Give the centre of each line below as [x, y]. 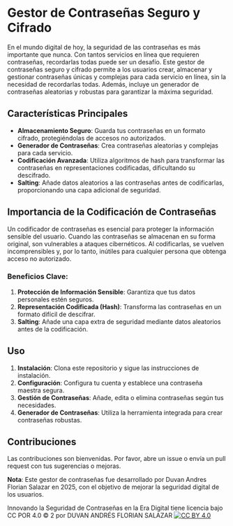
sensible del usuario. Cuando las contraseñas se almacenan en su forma [112, 236]
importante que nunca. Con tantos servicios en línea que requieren [103, 55]
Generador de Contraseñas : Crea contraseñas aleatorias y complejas [118, 145]
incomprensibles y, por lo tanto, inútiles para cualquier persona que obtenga [117, 251]
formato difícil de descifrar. [56, 314]
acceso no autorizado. [39, 258]
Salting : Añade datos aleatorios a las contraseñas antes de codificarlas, [121, 183]
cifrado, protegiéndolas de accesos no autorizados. [91, 138]
